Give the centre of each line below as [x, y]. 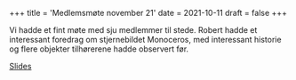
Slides [20, 66]
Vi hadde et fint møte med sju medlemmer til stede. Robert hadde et [133, 30]
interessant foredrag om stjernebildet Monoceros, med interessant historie [145, 40]
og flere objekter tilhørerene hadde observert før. [99, 49]
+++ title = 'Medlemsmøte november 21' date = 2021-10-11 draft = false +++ [148, 13]
